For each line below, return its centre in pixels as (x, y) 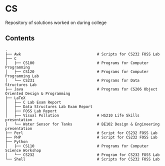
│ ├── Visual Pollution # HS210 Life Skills (72, 115)
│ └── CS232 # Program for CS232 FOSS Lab (82, 155)
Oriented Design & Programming (38, 93)
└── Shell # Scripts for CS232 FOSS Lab (82, 159)
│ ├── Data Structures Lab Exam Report (49, 106)
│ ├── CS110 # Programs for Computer (77, 146)
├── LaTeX (15, 98)
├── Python (16, 141)
